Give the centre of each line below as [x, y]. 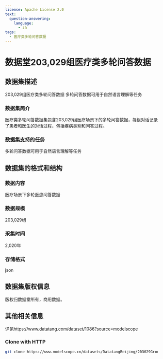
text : [10, 14]
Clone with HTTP [25, 341]
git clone [15, 352]
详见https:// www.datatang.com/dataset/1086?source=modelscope [72, 329]
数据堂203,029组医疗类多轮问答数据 [78, 63]
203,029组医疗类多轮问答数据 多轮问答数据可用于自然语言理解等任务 [73, 94]
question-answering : [30, 19]
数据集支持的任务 [25, 140]
